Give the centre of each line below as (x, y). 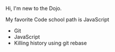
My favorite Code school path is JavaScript (57, 19)
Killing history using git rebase (50, 43)
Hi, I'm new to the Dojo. (34, 8)
